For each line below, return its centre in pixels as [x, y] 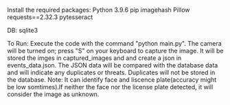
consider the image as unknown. [53, 94]
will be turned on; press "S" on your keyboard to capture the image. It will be [115, 51]
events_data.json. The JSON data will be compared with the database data [113, 65]
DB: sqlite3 [23, 30]
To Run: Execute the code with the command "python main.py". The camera [114, 43]
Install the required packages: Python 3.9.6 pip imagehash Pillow [99, 10]
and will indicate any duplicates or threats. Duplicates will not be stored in [111, 72]
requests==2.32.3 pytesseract [50, 17]
